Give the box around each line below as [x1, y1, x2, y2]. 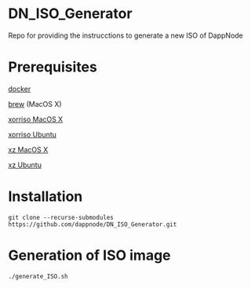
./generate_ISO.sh [8, 272, 68, 280]
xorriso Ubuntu [8, 129, 57, 139]
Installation [8, 188, 83, 206]
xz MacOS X [8, 144, 49, 154]
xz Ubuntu [8, 160, 42, 170]
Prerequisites [8, 58, 98, 76]
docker [8, 84, 31, 93]
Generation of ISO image [8, 246, 171, 264]
